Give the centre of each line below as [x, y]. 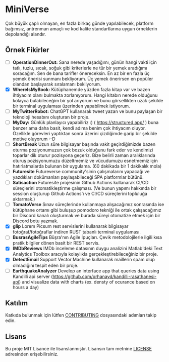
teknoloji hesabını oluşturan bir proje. [51, 117]
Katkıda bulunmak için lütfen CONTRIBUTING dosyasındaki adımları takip [81, 315]
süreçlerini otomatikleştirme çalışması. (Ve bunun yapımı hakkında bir [84, 188]
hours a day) [26, 287]
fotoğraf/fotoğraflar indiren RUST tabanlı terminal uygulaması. [77, 232]
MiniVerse [27, 9]
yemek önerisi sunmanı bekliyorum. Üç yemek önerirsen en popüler [83, 78]
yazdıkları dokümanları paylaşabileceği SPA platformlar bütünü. [78, 177]
